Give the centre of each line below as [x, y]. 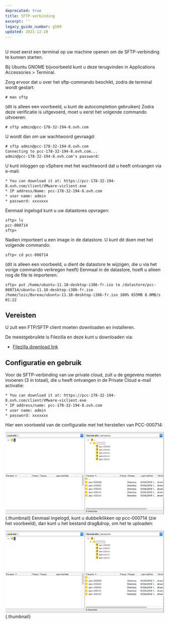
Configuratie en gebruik [44, 363]
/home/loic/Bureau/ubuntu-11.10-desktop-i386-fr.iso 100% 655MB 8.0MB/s [83, 295]
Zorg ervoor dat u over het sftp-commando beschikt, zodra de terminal [79, 82]
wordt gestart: [20, 87]
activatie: [15, 386]
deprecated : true [23, 11]
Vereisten [21, 315]
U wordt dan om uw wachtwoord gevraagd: [50, 136]
